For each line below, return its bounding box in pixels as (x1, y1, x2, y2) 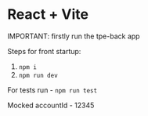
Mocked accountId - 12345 (7, 100, 95, 110)
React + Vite (7, 5, 89, 24)
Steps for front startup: (7, 46, 81, 56)
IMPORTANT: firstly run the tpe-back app (7, 31, 140, 41)
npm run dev (18, 71, 58, 79)
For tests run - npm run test (7, 85, 98, 95)
